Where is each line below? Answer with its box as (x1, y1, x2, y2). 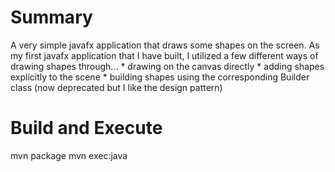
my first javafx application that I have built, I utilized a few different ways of (10, 49, 319, 61)
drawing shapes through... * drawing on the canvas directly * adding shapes (10, 60, 325, 72)
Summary (10, 6, 93, 29)
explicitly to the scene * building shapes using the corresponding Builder (10, 71, 310, 83)
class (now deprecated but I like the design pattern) (10, 81, 223, 93)
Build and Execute (10, 117, 163, 140)
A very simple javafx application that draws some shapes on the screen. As (10, 39, 320, 51)
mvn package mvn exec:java (10, 149, 128, 161)
